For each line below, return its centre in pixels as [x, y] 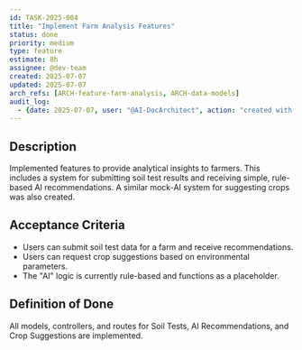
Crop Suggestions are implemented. [76, 336]
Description [43, 147]
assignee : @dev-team [48, 69]
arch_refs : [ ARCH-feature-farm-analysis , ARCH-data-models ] [125, 93]
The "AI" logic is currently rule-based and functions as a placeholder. [151, 275]
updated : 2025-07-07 [48, 85]
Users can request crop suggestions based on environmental [136, 256]
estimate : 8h [34, 60]
